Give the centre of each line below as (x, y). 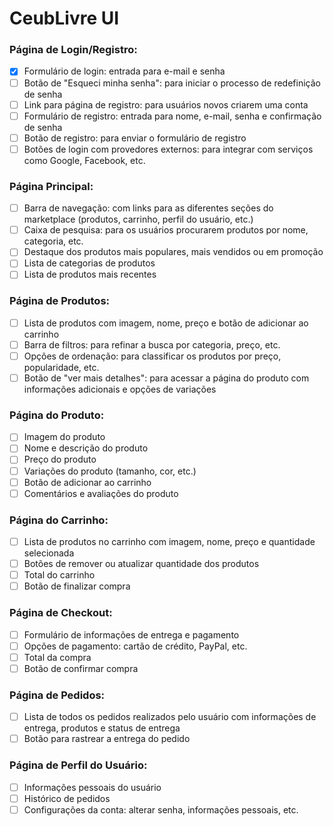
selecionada (49, 553)
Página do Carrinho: (59, 520)
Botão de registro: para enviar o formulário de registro (135, 138)
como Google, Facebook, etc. (84, 160)
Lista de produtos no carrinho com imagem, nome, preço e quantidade (169, 541)
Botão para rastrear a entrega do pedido (107, 739)
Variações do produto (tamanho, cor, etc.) (110, 471)
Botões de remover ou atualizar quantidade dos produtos (141, 564)
